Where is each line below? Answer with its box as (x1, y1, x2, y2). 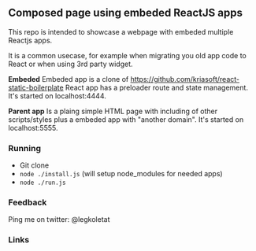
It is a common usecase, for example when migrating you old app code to (8, 50, 247, 60)
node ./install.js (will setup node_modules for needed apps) (19, 169, 223, 179)
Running (8, 142, 42, 153)
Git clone (19, 161, 50, 170)
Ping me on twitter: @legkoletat (8, 215, 110, 224)
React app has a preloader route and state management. (65, 83, 248, 92)
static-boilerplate (8, 83, 65, 92)
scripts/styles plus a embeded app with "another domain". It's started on (8, 114, 244, 124)
